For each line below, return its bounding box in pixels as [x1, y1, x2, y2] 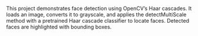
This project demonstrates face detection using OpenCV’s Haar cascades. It [6, 5, 192, 12]
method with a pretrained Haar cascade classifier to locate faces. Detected [6, 17, 190, 24]
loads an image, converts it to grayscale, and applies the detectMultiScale [6, 11, 187, 18]
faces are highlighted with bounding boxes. [6, 23, 112, 30]
